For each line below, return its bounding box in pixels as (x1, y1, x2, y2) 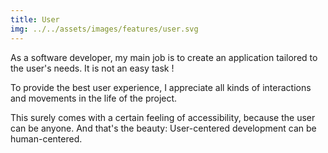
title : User (10, 14, 60, 25)
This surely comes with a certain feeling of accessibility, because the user (10, 111, 316, 123)
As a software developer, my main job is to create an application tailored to (10, 51, 318, 63)
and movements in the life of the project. (10, 92, 178, 104)
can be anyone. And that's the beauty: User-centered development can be (10, 122, 317, 134)
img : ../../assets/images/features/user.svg (10, 24, 199, 34)
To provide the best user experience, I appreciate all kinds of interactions (10, 81, 312, 93)
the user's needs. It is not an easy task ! (10, 62, 175, 74)
